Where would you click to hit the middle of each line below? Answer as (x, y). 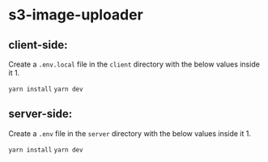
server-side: (40, 114)
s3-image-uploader (76, 15)
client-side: (38, 45)
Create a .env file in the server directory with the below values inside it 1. (130, 133)
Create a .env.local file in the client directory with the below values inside (134, 64)
